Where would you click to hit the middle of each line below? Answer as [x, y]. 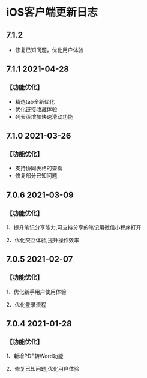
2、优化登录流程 [26, 304]
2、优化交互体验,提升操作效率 [43, 240]
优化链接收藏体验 [36, 109]
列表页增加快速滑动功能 [44, 116]
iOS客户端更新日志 [52, 12]
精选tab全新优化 [35, 101]
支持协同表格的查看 [39, 168]
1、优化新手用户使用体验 [36, 292]
